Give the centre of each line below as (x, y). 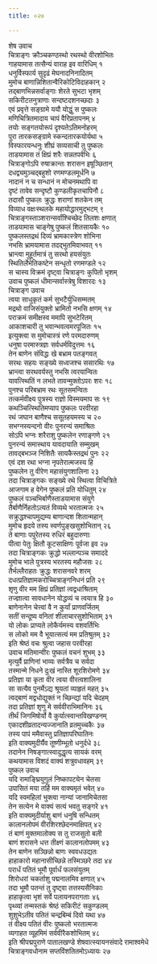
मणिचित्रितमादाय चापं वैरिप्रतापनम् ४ (52, 118)
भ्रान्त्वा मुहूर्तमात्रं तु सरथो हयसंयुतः (50, 253)
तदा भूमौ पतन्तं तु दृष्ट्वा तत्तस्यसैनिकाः (56, 888)
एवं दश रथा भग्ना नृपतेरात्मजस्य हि (51, 462)
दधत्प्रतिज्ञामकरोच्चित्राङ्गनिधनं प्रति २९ (57, 579)
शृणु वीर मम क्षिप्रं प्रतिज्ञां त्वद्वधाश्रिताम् (53, 589)
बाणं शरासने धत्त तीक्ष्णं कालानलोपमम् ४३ (59, 842)
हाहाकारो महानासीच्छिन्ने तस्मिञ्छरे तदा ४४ (60, 860)
